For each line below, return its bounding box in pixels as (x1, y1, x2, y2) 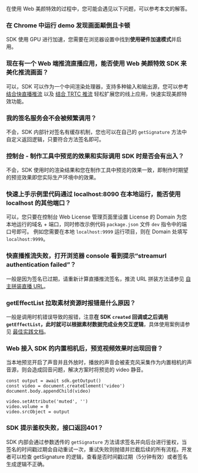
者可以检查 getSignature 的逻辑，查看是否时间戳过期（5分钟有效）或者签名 (6, 453, 188, 460)
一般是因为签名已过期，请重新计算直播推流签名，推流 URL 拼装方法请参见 (6, 275, 184, 282)
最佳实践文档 (12, 328, 44, 335)
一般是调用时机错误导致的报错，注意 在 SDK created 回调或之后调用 (6, 314, 169, 321)
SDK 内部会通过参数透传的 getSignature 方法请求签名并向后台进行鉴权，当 (6, 438, 187, 445)
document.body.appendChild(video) (6, 389, 91, 394)
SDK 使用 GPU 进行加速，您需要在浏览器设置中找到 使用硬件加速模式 (6, 36, 172, 43)
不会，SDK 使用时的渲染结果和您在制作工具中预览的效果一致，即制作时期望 (6, 167, 189, 174)
